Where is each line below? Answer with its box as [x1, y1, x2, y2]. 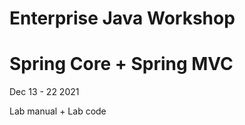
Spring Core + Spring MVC [9, 53, 234, 76]
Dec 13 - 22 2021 [9, 86, 80, 98]
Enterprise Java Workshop [9, 7, 236, 30]
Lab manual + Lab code [9, 105, 107, 117]
